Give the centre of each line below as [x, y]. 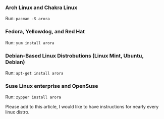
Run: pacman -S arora [28, 19]
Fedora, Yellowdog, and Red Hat [45, 32]
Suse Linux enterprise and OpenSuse [52, 86]
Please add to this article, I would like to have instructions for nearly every [82, 107]
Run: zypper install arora [33, 97]
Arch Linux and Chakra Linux [41, 8]
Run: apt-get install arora [34, 73]
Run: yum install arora [30, 42]
